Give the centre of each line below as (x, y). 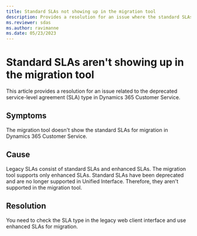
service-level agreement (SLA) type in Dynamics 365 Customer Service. (93, 97)
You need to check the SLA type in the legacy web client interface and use (96, 220)
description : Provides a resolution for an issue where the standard (93, 17)
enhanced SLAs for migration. (42, 226)
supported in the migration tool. (44, 187)
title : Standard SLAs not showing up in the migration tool (81, 11)
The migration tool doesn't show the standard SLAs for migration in (87, 130)
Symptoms (26, 116)
